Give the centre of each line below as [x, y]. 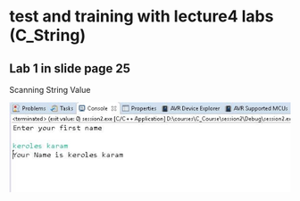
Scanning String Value [50, 90]
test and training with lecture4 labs [142, 17]
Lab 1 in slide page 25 [70, 68]
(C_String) [48, 35]
